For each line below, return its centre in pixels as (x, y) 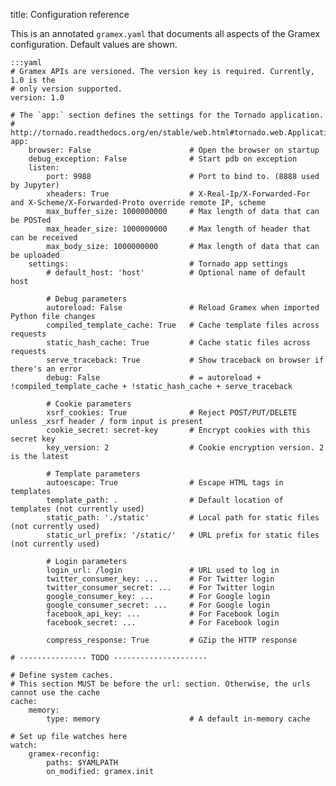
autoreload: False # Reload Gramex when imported (183, 308)
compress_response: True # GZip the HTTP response (172, 640)
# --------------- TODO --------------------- (109, 658)
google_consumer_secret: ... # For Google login (158, 605)
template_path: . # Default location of (165, 500)
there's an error (46, 369)
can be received (44, 238)
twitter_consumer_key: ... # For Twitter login (160, 579)
